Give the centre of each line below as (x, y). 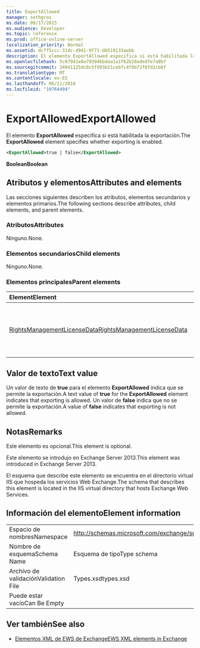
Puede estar (26, 596)
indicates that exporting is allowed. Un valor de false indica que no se (92, 401)
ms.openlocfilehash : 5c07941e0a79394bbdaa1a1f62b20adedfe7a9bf (86, 61)
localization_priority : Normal (45, 45)
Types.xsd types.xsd (101, 578)
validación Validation (37, 578)
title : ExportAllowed (33, 12)
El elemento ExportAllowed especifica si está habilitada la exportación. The (98, 135)
